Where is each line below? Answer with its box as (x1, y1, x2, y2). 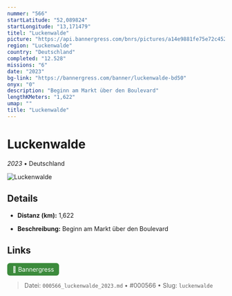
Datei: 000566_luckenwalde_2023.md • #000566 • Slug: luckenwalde (23, 281, 213, 290)
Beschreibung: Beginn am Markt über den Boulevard (17, 224, 168, 232)
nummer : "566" (7, 10, 48, 17)
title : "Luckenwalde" (7, 107, 70, 113)
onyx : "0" (7, 81, 36, 88)
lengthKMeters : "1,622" (7, 94, 76, 101)
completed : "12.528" (7, 55, 67, 62)
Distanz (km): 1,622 (17, 211, 75, 219)
